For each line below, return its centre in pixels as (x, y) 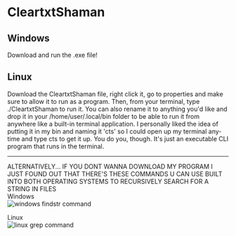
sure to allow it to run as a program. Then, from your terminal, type (104, 101)
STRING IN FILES (32, 189)
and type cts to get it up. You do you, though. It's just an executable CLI (125, 138)
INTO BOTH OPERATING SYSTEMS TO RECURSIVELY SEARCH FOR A (108, 181)
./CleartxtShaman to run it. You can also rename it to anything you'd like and (117, 109)
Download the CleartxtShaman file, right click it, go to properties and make (115, 94)
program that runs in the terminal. (56, 146)
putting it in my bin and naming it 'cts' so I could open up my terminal (107, 131)
